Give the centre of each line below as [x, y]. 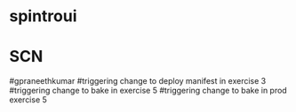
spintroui [43, 16]
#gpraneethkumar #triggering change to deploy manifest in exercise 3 [138, 81]
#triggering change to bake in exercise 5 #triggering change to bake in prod [148, 91]
